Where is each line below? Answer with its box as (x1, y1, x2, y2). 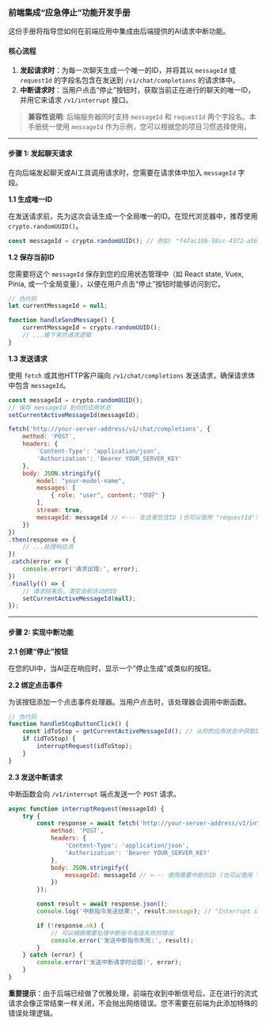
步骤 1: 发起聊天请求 (8, 149, 73, 158)
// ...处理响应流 (22, 543, 74, 551)
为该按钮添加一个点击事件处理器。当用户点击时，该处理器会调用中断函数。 (8, 697, 251, 706)
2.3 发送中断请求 (8, 772, 63, 781)
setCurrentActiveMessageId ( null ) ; (22, 594, 136, 602)
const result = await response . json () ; (36, 900, 169, 908)
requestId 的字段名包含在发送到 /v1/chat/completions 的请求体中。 (19, 75, 240, 85)
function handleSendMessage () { (8, 317, 115, 325)
